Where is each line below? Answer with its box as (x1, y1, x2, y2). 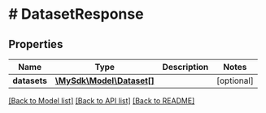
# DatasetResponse (8, 5, 144, 24)
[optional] (216, 75, 254, 86)
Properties (8, 37, 63, 51)
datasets (12, 75, 47, 86)
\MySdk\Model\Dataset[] (55, 75, 155, 86)
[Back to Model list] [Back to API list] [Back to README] (8, 96, 195, 106)
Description (162, 62, 209, 72)
